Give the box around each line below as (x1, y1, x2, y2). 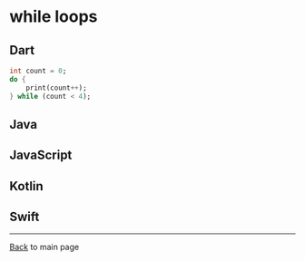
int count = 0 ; (9, 66, 67, 75)
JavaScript (9, 148, 73, 163)
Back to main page (9, 242, 80, 253)
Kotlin (9, 179, 44, 194)
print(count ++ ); (25, 83, 88, 92)
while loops (9, 6, 98, 27)
